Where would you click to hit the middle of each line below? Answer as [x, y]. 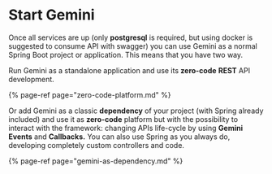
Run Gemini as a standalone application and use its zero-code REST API [129, 70]
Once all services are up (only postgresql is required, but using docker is [131, 37]
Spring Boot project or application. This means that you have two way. [126, 54]
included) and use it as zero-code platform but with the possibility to [123, 119]
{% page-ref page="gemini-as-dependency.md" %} [96, 161]
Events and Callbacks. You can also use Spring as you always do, [119, 137]
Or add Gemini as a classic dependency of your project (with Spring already [136, 111]
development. [31, 79]
